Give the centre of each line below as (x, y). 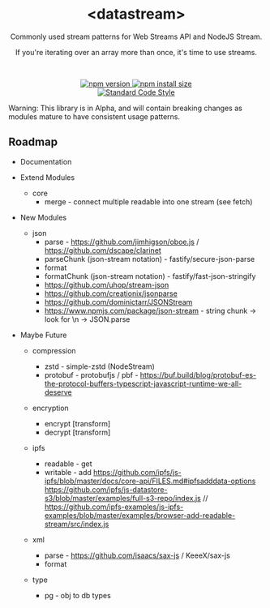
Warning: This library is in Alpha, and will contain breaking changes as (126, 108)
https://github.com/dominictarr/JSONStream (118, 302)
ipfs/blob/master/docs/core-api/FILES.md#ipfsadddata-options (150, 481)
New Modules (43, 217)
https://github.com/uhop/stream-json (107, 285)
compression (54, 350)
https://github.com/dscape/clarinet (103, 250)
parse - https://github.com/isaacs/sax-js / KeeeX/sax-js (137, 555)
